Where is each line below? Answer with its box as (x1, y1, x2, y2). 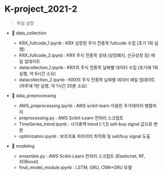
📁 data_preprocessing (11, 92, 56, 98)
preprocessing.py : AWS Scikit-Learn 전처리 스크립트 (19, 115, 124, 121)
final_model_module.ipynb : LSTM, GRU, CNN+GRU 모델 (19, 164, 132, 170)
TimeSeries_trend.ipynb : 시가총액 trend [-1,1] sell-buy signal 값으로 (19, 121, 153, 127)
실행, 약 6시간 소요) (19, 70, 56, 76)
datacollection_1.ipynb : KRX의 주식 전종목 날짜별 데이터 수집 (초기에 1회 (19, 65, 159, 70)
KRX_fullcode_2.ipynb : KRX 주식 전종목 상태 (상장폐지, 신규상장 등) (19, 52, 150, 58)
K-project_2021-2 (4, 3, 78, 15)
